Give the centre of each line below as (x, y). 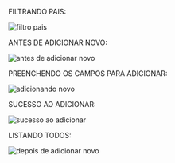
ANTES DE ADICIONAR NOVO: (58, 42)
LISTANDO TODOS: (40, 135)
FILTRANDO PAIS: (37, 12)
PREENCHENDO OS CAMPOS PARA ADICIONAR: (88, 74)
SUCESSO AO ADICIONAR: (52, 104)
